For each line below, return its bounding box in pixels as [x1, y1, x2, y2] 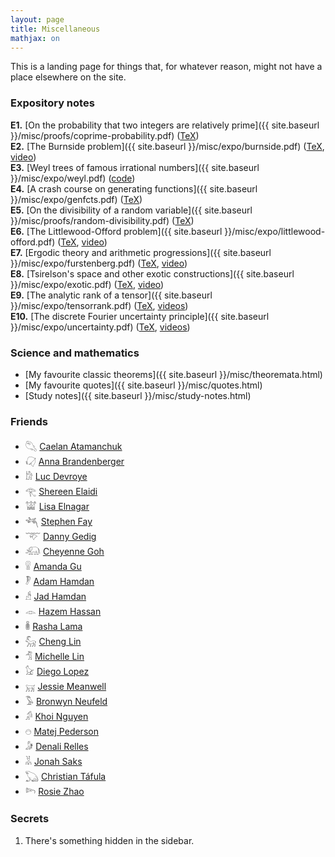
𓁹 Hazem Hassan [24, 606, 102, 618]
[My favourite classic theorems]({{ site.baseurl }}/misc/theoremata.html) [24, 368, 323, 380]
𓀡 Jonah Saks [24, 756, 83, 768]
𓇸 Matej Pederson [24, 726, 99, 738]
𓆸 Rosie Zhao [24, 786, 85, 798]
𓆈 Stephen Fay [24, 516, 93, 528]
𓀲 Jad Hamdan [24, 591, 87, 603]
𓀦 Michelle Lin [24, 651, 85, 663]
